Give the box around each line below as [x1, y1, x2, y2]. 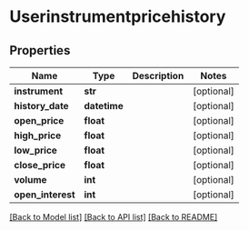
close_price [14, 159, 66, 171]
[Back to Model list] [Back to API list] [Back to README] [9, 212, 218, 222]
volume [14, 174, 47, 186]
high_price [14, 129, 62, 142]
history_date [14, 100, 70, 112]
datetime [84, 100, 124, 112]
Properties [9, 43, 71, 58]
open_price [14, 115, 65, 126]
